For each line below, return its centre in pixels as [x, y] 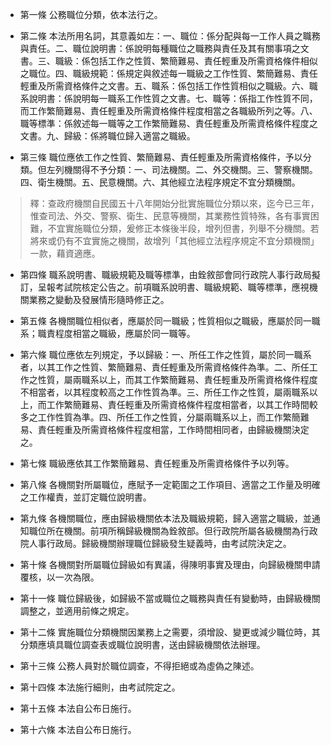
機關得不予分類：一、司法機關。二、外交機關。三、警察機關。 [190, 169]
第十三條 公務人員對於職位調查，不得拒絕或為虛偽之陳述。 [139, 666]
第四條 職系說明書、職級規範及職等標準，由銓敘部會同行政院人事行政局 [165, 274]
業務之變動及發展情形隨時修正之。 [99, 299]
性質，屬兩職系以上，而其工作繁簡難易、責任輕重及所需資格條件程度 [177, 379]
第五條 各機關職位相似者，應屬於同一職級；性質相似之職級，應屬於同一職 [170, 321]
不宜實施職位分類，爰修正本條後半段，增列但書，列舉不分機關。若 [183, 228]
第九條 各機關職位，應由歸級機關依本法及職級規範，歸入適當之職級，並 [165, 518]
